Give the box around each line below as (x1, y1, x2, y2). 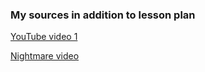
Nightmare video (10, 50, 80, 62)
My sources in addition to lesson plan (10, 8, 196, 22)
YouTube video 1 (10, 31, 78, 43)
